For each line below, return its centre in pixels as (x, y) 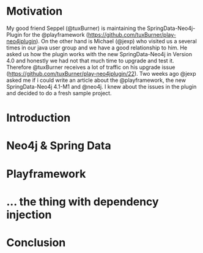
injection (29, 215)
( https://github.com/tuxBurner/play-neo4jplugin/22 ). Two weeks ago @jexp (102, 73)
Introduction (39, 118)
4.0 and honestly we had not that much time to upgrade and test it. (90, 61)
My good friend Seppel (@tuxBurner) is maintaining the (76, 28)
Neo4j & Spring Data (59, 146)
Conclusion (36, 242)
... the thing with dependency (83, 201)
